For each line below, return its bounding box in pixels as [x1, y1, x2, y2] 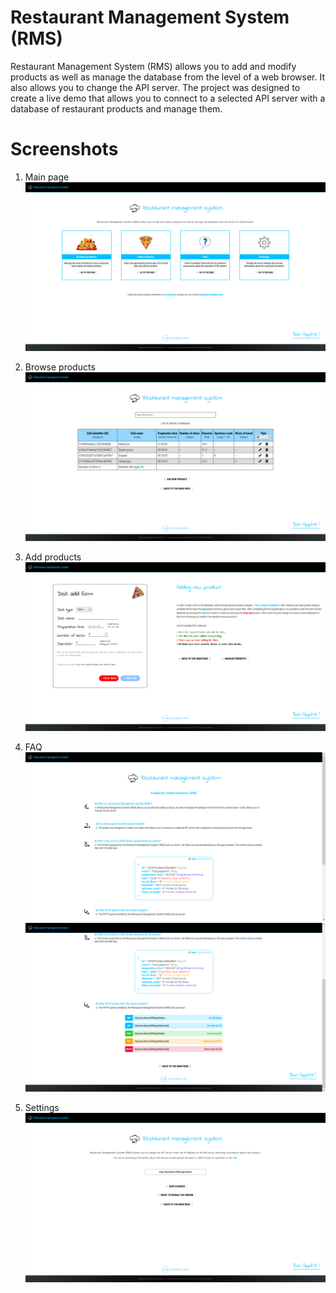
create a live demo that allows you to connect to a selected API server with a [10, 92, 326, 104]
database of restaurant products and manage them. [10, 102, 223, 115]
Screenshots [10, 138, 119, 161]
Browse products [24, 361, 96, 373]
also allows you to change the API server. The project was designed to [10, 81, 301, 93]
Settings [24, 1102, 60, 1114]
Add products [24, 551, 82, 563]
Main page [24, 171, 70, 183]
